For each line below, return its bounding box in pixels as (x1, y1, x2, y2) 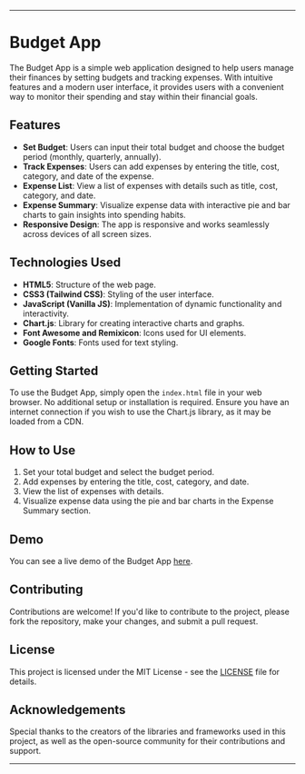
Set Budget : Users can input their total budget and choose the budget (22, 142, 285, 153)
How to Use (9, 442, 76, 458)
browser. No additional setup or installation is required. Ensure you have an (9, 397, 290, 408)
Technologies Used (9, 255, 121, 271)
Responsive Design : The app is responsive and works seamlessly (22, 219, 270, 230)
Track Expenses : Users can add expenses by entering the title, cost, (22, 161, 280, 172)
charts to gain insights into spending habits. (22, 209, 186, 220)
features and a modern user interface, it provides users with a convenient (9, 81, 284, 92)
